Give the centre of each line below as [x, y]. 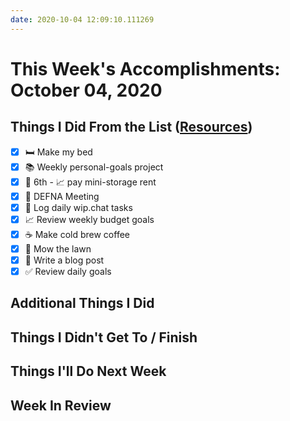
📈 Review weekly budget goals [89, 219]
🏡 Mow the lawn [58, 248]
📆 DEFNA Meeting [62, 196]
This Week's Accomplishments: [145, 68]
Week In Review [61, 405]
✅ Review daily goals [68, 271]
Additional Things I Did [82, 303]
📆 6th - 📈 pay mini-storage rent [90, 182]
